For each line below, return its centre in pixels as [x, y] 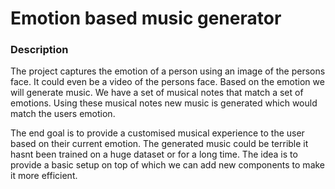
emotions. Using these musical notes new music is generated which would [164, 103]
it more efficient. [44, 176]
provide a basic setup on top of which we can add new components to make [168, 165]
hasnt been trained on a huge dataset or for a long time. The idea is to [154, 154]
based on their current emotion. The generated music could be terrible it [159, 144]
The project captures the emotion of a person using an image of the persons [168, 71]
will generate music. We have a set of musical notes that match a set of [157, 93]
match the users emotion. [63, 114]
